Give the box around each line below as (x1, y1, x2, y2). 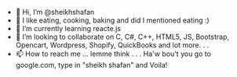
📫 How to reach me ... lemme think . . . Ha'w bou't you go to (15, 49, 212, 58)
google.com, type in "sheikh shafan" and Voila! (15, 61, 168, 69)
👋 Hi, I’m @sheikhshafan (15, 8, 95, 16)
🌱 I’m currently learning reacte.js (15, 24, 122, 33)
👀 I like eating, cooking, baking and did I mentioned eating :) (15, 16, 210, 25)
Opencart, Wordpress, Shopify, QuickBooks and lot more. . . (15, 40, 210, 50)
